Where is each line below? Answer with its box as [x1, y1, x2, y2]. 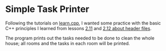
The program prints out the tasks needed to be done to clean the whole [5, 35, 155, 41]
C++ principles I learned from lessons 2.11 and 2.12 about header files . [5, 25, 152, 31]
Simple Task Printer [5, 3, 90, 15]
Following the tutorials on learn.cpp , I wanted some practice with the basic [5, 20, 161, 26]
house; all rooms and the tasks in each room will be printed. [5, 40, 130, 46]
